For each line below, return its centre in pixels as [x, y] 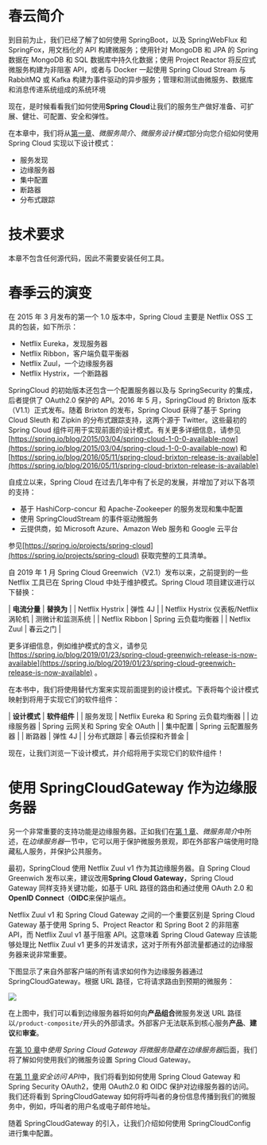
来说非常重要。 [46, 954]
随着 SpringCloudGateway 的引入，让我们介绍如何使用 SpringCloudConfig [130, 1123]
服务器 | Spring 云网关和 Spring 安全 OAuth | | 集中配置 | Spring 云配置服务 [136, 726]
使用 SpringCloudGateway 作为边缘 [126, 788]
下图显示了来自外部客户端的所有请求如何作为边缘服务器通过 [106, 971]
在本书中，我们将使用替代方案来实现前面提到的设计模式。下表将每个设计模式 [133, 689]
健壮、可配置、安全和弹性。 [67, 116]
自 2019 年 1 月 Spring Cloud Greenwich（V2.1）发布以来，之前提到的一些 [128, 572]
